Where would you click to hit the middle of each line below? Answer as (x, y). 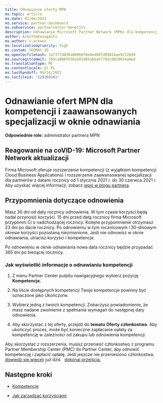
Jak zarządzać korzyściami (39, 396)
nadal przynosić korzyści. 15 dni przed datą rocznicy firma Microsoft (73, 217)
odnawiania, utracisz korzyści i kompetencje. (50, 238)
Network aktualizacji (37, 158)
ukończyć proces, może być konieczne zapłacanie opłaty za (72, 329)
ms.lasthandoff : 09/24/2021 (33, 73)
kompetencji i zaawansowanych (71, 111)
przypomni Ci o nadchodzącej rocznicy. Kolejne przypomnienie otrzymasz (79, 222)
